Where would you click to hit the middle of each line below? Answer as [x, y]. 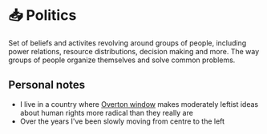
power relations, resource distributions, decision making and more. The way [134, 51]
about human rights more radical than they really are [107, 112]
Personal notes [47, 85]
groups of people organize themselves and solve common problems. [122, 60]
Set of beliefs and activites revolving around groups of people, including [127, 43]
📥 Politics [42, 16]
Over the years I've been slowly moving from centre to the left [122, 121]
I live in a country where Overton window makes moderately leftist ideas [139, 104]
